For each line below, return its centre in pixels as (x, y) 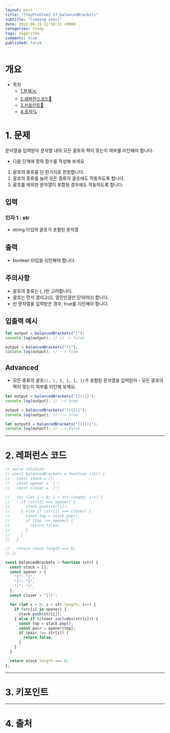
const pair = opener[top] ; (47, 628)
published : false (24, 43)
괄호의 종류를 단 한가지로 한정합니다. (48, 172)
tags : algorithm (22, 33)
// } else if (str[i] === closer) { (49, 511)
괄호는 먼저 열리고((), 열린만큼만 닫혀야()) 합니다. (60, 297)
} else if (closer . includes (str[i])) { (56, 619)
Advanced (22, 368)
